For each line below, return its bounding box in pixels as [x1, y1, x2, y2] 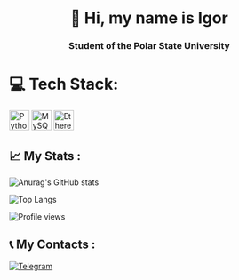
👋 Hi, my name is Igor [70, 8, 228, 28]
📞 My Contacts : [9, 237, 96, 252]
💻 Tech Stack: [9, 75, 119, 94]
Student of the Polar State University [68, 40, 231, 52]
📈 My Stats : [9, 148, 82, 164]
